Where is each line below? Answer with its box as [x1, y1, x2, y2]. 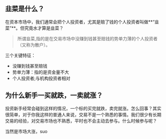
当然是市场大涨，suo [5, 128, 48, 134]
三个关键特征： [5, 52, 36, 58]
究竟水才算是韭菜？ [24, 25, 64, 31]
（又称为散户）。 [17, 42, 51, 48]
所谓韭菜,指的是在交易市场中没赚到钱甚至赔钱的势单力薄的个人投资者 [17, 35, 158, 41]
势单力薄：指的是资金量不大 [12, 69, 69, 75]
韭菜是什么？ [5, 4, 45, 13]
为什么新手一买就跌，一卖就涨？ [5, 91, 103, 100]
